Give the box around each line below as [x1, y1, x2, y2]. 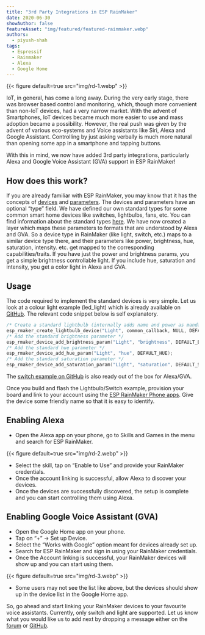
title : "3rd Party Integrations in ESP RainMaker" [6, 9, 138, 15]
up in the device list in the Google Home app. [15, 590, 129, 598]
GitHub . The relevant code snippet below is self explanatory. [6, 310, 159, 317]
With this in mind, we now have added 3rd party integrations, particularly [6, 151, 190, 159]
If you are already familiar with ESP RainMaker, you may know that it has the [6, 192, 197, 199]
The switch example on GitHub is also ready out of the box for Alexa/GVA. [6, 373, 192, 380]
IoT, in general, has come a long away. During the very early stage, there [6, 94, 189, 101]
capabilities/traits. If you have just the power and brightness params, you [6, 250, 190, 258]
